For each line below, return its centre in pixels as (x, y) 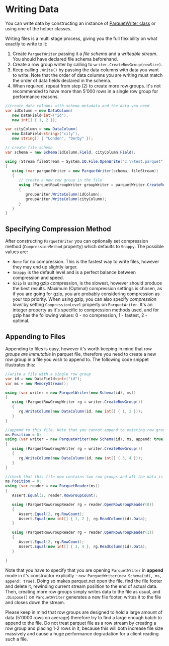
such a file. (17, 639)
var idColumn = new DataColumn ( (39, 110)
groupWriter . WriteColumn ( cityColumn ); (66, 199)
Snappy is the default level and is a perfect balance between (74, 272)
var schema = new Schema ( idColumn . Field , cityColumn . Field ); (71, 152)
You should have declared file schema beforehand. (65, 59)
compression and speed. (38, 278)
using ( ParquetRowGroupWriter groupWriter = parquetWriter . (83, 185)
